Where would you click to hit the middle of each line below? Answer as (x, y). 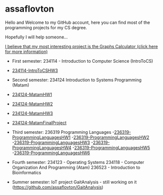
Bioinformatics (26, 172)
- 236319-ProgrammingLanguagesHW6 (51, 153)
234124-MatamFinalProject (39, 123)
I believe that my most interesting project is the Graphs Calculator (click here (81, 46)
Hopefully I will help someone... (36, 37)
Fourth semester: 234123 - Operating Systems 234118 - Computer (78, 162)
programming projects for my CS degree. (46, 27)
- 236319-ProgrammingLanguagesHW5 (111, 147)
